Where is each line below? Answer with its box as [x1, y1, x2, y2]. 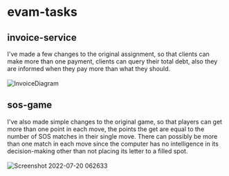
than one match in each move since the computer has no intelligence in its [7, 139, 219, 148]
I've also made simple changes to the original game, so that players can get [7, 117, 223, 126]
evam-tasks [7, 4, 77, 20]
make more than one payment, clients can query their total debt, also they [7, 57, 218, 66]
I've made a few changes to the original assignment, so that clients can [7, 50, 210, 58]
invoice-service [7, 32, 77, 43]
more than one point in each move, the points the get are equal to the [7, 125, 205, 133]
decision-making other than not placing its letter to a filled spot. [7, 146, 188, 155]
